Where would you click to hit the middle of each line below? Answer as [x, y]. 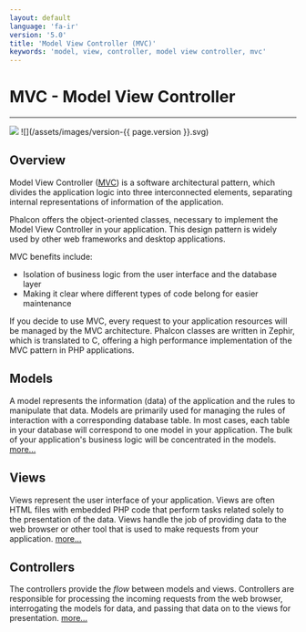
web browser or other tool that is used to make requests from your [134, 529]
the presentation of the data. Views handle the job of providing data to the [148, 519]
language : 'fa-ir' [44, 26]
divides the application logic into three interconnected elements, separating [151, 192]
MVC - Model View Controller [122, 97]
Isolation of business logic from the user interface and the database [150, 274]
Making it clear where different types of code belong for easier [140, 294]
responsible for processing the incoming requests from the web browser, [146, 599]
